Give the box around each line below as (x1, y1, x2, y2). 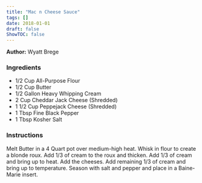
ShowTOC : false (6, 32, 45, 38)
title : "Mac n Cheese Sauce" (6, 9, 80, 15)
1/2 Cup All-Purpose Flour (15, 77, 80, 85)
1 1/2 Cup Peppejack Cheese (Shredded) (15, 103, 117, 110)
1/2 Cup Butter (15, 83, 52, 91)
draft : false (6, 26, 40, 32)
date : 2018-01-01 (6, 20, 50, 26)
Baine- (178, 164, 195, 171)
